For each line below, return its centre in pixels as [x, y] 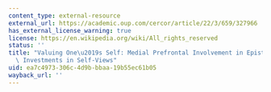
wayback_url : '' [35, 75]
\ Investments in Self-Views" [66, 61]
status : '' [27, 46]
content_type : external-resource [65, 16]
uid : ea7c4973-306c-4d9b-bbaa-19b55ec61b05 [83, 68]
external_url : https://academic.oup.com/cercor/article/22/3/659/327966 [133, 23]
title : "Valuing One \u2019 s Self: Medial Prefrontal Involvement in [126, 53]
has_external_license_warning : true [70, 30]
